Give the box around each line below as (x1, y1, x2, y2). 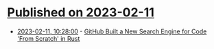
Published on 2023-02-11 (7, 5, 154, 20)
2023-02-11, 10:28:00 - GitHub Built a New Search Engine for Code (16, 27, 207, 35)
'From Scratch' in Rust (16, 34, 80, 42)
